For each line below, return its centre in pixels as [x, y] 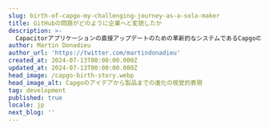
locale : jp [26, 105]
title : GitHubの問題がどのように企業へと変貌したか [85, 23]
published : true [35, 98]
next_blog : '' [32, 113]
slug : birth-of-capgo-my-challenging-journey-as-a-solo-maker [114, 16]
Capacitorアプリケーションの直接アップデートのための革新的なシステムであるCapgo [136, 38]
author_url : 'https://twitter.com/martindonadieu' [94, 53]
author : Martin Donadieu [50, 46]
